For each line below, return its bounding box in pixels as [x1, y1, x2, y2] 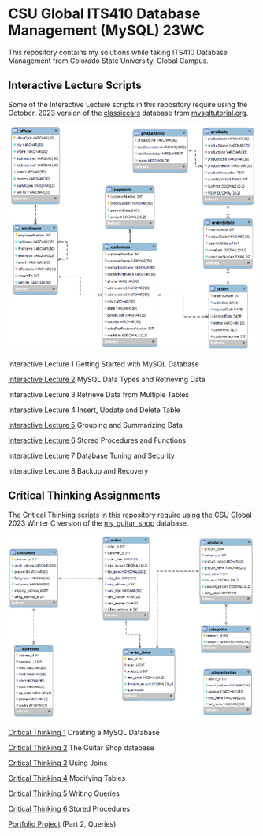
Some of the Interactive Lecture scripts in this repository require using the [8, 99, 248, 109]
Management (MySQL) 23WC [8, 21, 205, 39]
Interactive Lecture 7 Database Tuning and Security [8, 451, 176, 460]
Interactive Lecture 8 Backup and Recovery [8, 466, 149, 475]
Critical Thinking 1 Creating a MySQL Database [8, 728, 160, 738]
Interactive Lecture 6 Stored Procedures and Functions [8, 435, 187, 445]
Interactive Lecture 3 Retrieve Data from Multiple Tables [8, 389, 190, 399]
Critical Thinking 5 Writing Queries [8, 789, 120, 798]
